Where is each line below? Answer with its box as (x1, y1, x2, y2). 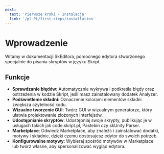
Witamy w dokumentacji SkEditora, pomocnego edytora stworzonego (5, 53, 145, 59)
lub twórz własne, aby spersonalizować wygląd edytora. (12, 143, 126, 150)
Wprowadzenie (5, 37, 68, 49)
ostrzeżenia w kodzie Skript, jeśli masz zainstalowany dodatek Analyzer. (12, 91, 158, 97)
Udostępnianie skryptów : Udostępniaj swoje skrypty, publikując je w (12, 117, 152, 123)
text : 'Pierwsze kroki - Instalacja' (9, 12, 87, 17)
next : (5, 7, 16, 12)
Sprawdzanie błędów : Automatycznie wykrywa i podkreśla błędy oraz (12, 86, 154, 92)
